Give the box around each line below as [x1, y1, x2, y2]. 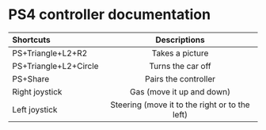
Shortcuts [12, 34, 51, 45]
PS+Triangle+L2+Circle [12, 60, 99, 71]
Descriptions [155, 34, 205, 45]
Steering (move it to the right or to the [110, 99, 251, 110]
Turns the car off [149, 60, 211, 71]
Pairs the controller [145, 73, 216, 84]
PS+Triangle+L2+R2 [12, 48, 88, 59]
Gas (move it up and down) [129, 86, 231, 97]
